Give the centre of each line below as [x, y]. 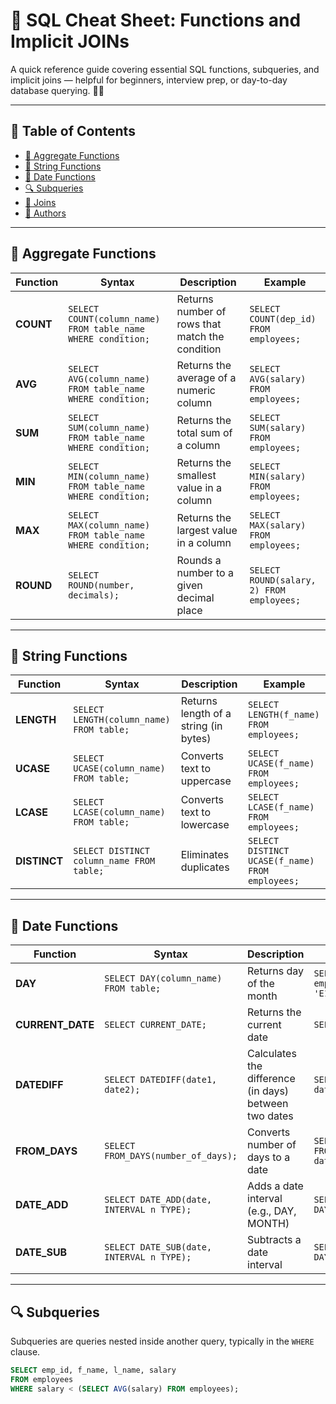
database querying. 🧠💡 [57, 90]
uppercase [206, 781]
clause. [25, 1352]
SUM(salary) [278, 427]
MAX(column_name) [109, 525]
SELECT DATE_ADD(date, [158, 1200]
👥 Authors [45, 213]
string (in [201, 726]
